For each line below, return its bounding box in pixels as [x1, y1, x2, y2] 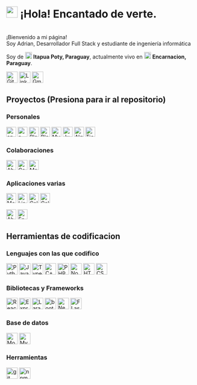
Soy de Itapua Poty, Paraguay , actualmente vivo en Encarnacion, [6, 53, 187, 60]
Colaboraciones [6, 146, 54, 154]
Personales [6, 113, 40, 121]
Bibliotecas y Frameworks [6, 284, 84, 292]
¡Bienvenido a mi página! [6, 33, 67, 40]
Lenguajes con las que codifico [6, 249, 99, 257]
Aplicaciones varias [6, 179, 66, 187]
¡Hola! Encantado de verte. [20, 7, 157, 21]
